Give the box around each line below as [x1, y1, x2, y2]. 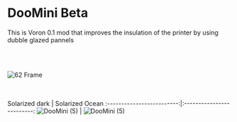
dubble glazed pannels [7, 35, 75, 44]
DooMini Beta [7, 5, 89, 21]
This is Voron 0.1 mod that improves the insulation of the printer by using [7, 28, 219, 37]
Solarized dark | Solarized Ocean [7, 99, 104, 107]
